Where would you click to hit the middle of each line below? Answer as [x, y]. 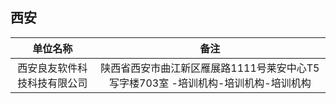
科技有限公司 [57, 83]
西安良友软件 [47, 68]
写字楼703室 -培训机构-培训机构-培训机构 [210, 83]
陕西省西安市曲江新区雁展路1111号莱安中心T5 [210, 68]
